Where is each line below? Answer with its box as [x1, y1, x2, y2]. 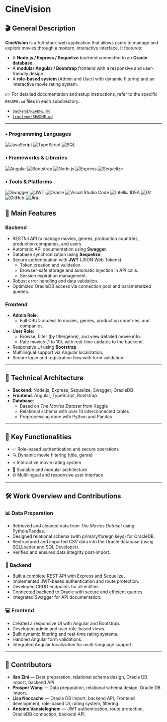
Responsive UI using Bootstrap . [12, 344, 78, 350]
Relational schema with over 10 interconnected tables [19, 408, 129, 414]
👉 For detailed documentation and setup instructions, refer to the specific [5, 91, 158, 97]
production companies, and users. [12, 241, 83, 246]
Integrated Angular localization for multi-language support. [12, 641, 133, 647]
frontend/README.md [12, 114, 53, 119]
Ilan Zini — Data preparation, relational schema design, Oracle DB [12, 674, 148, 680]
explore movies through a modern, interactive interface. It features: [5, 45, 143, 51]
